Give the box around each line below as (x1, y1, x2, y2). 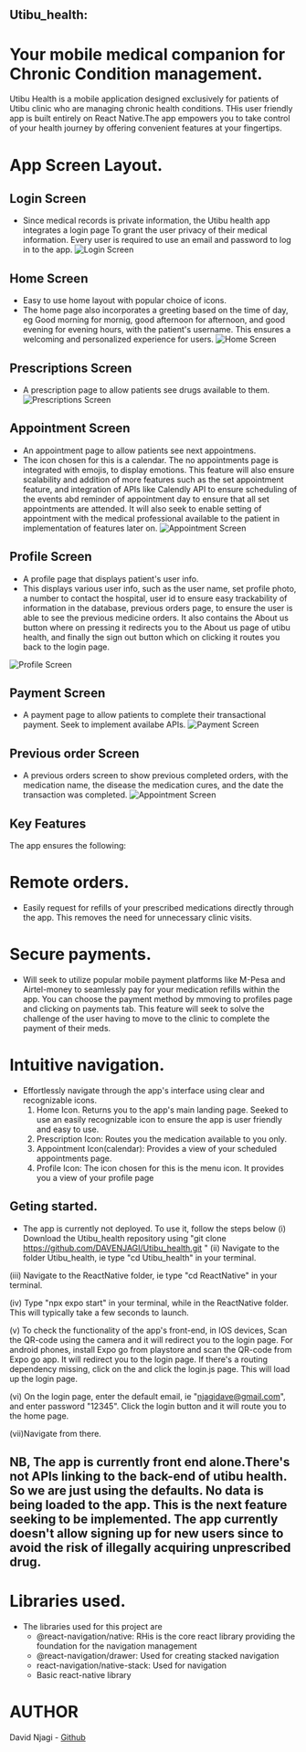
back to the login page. (22, 641, 111, 652)
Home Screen (9, 270, 89, 286)
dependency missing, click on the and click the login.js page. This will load (9, 1363, 290, 1374)
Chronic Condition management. (9, 63, 263, 84)
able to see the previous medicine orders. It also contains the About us (22, 612, 290, 623)
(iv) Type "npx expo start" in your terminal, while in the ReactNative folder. (9, 1297, 290, 1308)
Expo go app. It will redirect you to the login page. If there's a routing (9, 1354, 268, 1365)
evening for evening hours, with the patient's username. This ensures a (22, 324, 291, 335)
